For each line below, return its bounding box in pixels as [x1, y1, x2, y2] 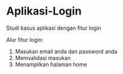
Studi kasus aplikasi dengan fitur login [6, 24, 102, 32]
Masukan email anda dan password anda [15, 47, 118, 55]
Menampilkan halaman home [15, 61, 87, 68]
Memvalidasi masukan [15, 54, 71, 61]
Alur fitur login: [6, 36, 44, 43]
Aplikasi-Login [6, 4, 82, 18]
